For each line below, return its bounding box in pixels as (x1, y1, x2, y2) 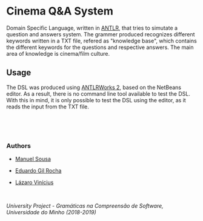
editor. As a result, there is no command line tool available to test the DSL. (6, 90, 191, 97)
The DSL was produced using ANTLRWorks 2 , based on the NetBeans (6, 84, 182, 91)
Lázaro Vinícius (15, 179, 54, 186)
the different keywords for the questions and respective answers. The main (6, 44, 194, 51)
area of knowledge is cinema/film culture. (6, 50, 110, 57)
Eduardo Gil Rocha (15, 167, 62, 174)
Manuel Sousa (15, 156, 52, 163)
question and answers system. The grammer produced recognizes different (6, 30, 195, 38)
